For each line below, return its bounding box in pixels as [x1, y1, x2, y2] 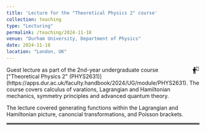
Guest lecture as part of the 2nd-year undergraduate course [6, 66, 159, 73]
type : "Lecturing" [6, 23, 53, 29]
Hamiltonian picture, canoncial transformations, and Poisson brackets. [6, 110, 184, 118]
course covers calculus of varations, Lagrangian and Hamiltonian [6, 86, 170, 93]
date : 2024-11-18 [6, 42, 51, 48]
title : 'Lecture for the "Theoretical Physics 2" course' [6, 10, 158, 16]
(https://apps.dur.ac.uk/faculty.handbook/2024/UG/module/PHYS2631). [6, 79, 188, 86]
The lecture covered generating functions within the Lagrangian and [6, 104, 179, 111]
